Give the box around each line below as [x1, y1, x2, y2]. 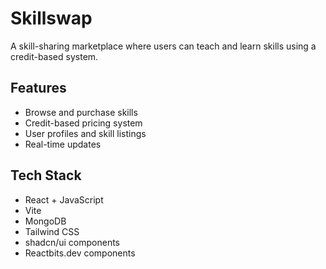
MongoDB [24, 215, 67, 227]
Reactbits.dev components [24, 247, 136, 259]
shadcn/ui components [24, 236, 120, 248]
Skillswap [10, 7, 93, 30]
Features [10, 80, 67, 97]
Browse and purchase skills [24, 106, 138, 118]
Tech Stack [10, 167, 82, 184]
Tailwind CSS [24, 225, 80, 237]
